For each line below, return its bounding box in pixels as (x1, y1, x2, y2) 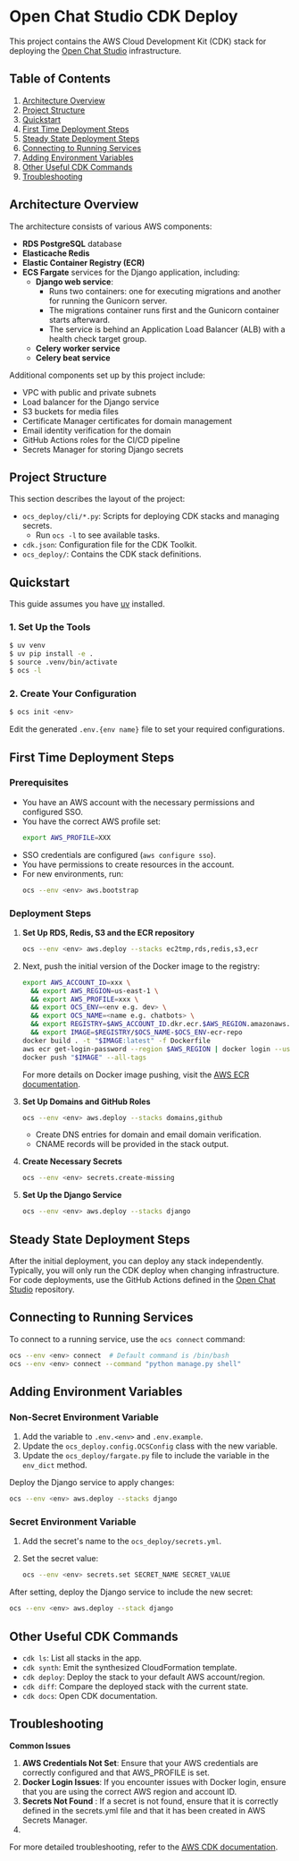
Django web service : (35, 276, 114, 287)
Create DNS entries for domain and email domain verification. (35, 1129, 262, 1140)
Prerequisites (9, 777, 69, 789)
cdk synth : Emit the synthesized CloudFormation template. (21, 1661, 237, 1672)
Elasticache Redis (21, 248, 90, 259)
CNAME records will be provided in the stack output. (35, 1139, 229, 1150)
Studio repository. (9, 1284, 75, 1295)
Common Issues (9, 1740, 71, 1751)
